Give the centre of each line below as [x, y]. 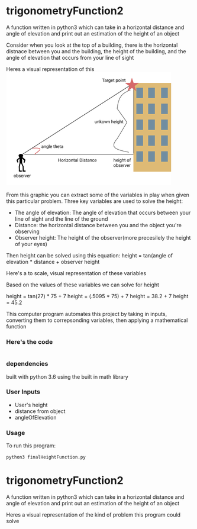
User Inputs [23, 392]
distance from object [40, 411]
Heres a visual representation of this [50, 69]
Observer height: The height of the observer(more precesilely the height [103, 237]
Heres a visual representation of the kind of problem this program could [93, 515]
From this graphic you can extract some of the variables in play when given [98, 195]
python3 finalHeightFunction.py [46, 457]
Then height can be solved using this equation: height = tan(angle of [90, 255]
